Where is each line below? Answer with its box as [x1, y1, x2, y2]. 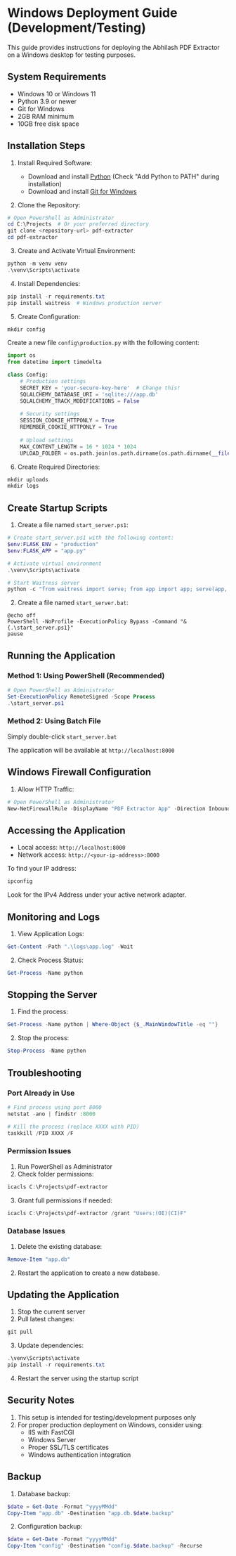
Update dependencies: [17, 1341, 84, 1350]
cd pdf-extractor [7, 234, 58, 241]
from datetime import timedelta [7, 358, 102, 366]
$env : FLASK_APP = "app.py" [7, 547, 86, 555]
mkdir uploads [7, 476, 49, 483]
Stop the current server [17, 1307, 86, 1316]
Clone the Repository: [17, 200, 81, 209]
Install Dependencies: [17, 279, 81, 287]
